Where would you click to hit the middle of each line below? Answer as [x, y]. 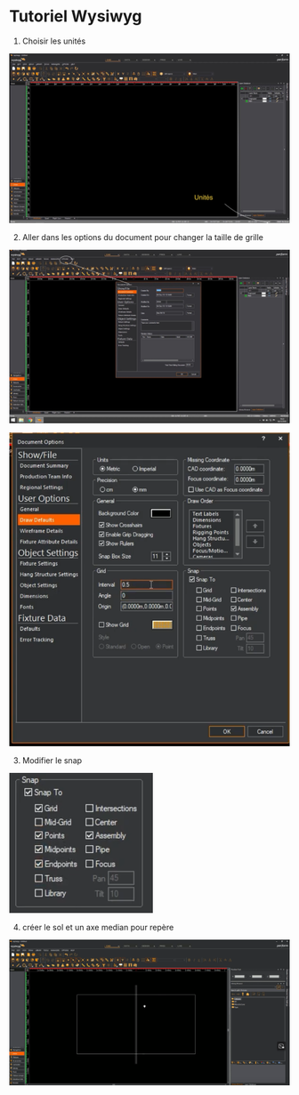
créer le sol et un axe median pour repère [98, 928]
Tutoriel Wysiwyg [76, 16]
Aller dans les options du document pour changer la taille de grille [143, 237]
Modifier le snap [52, 761]
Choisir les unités [54, 41]
